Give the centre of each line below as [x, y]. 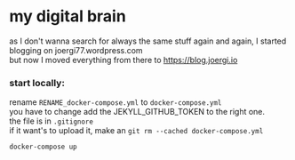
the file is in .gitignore [51, 121]
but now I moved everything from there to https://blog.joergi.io [124, 60]
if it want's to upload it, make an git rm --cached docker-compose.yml [136, 131]
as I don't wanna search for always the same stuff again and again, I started [148, 41]
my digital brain [68, 16]
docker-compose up [43, 147]
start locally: [37, 83]
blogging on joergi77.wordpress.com [76, 50]
